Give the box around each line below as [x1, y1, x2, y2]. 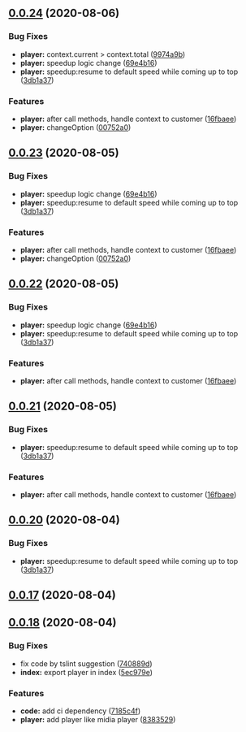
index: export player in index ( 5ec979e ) [19, 667, 153, 677]
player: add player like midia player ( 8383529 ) [19, 715, 176, 724]
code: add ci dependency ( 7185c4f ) [19, 706, 140, 716]
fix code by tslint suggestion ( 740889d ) [19, 658, 153, 669]
